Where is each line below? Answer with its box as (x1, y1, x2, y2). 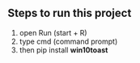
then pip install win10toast (19, 44, 108, 55)
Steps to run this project (7, 6, 132, 20)
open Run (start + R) (19, 27, 87, 37)
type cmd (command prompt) (19, 36, 118, 46)
